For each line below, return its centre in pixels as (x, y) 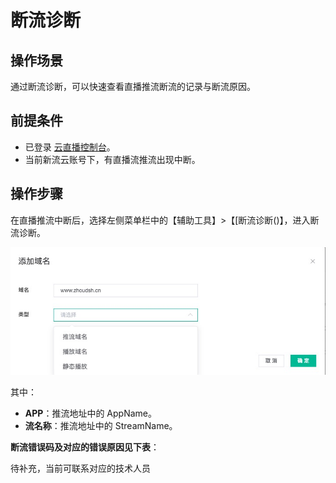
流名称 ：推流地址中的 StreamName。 (101, 426)
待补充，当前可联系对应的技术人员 (80, 468)
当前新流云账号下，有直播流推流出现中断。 (112, 159)
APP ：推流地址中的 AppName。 (90, 413)
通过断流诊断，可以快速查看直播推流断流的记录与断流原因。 (133, 86)
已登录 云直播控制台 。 (70, 147)
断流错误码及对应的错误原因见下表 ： (85, 447)
